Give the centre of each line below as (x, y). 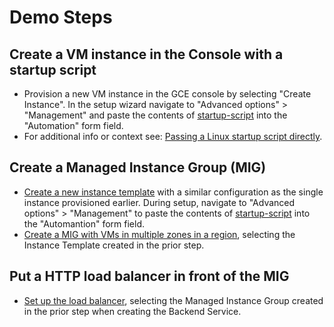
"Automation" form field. (73, 125)
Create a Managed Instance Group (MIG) (138, 167)
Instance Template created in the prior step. (114, 245)
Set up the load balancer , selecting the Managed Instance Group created (173, 300)
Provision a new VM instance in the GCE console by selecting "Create (167, 94)
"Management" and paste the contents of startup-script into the (155, 115)
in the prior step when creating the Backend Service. (132, 311)
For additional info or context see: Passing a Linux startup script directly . (173, 136)
